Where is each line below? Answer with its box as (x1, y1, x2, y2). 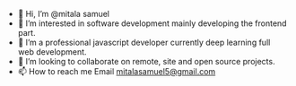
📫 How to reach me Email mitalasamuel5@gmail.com (17, 66, 216, 76)
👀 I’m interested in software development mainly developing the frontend (17, 18, 287, 29)
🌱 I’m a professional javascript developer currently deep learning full (17, 37, 271, 47)
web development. (17, 47, 87, 57)
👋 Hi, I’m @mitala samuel (17, 9, 110, 19)
